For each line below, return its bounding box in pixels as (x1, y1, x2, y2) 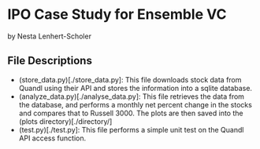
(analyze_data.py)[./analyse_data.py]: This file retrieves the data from (18, 92, 245, 101)
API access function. (18, 133, 87, 143)
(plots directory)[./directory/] (18, 116, 113, 126)
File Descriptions (7, 54, 92, 67)
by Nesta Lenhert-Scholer (7, 31, 92, 41)
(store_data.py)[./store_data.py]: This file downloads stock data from (18, 74, 242, 84)
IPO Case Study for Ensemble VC (7, 5, 227, 24)
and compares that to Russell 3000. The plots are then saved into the (18, 108, 243, 118)
